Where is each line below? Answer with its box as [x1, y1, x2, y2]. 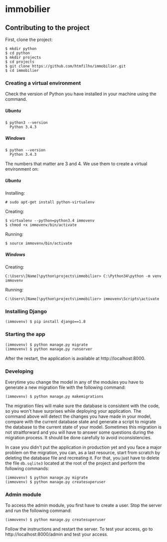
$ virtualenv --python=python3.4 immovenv [5, 218, 95, 223]
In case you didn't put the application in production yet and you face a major [5, 444, 162, 450]
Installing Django [5, 308, 47, 315]
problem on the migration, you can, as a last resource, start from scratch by [5, 450, 161, 456]
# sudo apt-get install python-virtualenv [5, 200, 95, 205]
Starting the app [5, 331, 46, 338]
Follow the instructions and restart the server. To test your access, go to [5, 526, 153, 532]
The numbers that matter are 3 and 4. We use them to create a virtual [5, 161, 148, 167]
